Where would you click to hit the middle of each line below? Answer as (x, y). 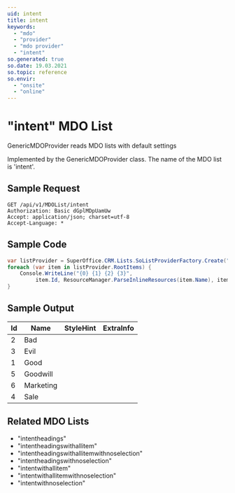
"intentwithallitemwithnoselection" (67, 476)
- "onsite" (29, 85)
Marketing (41, 385)
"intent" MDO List (60, 126)
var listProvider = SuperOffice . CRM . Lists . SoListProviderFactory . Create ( (117, 260)
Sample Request (44, 188)
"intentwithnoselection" (51, 483)
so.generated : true (36, 59)
